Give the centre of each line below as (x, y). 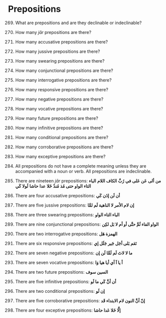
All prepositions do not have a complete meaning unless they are (81, 166)
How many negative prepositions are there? (59, 99)
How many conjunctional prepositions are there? (64, 71)
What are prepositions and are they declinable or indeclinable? (78, 23)
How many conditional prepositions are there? (62, 137)
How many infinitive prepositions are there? (59, 128)
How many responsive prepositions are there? (62, 89)
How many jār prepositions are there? (53, 32)
